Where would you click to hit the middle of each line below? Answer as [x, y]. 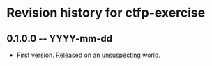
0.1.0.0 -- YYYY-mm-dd [60, 39]
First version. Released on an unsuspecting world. [89, 55]
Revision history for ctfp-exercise [106, 13]
